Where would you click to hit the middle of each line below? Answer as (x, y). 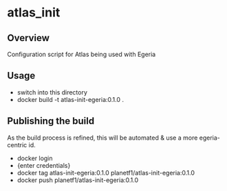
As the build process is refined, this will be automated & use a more (102, 138)
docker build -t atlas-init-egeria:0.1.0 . (70, 99)
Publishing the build (51, 121)
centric (17, 144)
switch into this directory (52, 92)
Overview (29, 38)
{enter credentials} (44, 165)
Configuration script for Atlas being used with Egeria (82, 54)
